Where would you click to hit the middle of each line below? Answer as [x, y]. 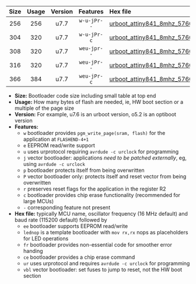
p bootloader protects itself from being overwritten [84, 170]
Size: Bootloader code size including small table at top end [85, 96]
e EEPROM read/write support [59, 145]
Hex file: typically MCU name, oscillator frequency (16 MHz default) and [101, 214]
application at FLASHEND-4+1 [56, 139]
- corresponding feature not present [67, 207]
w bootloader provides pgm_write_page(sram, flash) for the [94, 133]
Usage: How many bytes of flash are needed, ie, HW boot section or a [99, 102]
